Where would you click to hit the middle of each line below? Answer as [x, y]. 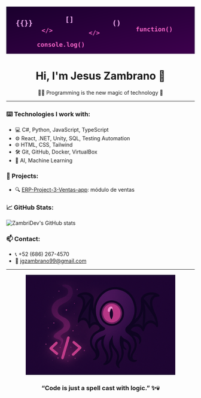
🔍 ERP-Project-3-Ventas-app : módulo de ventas [74, 189]
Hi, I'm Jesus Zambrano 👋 [100, 76]
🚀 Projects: [22, 176]
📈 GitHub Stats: [30, 207]
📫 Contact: [23, 239]
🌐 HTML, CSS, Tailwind [44, 145]
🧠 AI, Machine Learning [44, 161]
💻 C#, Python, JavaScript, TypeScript [62, 130]
